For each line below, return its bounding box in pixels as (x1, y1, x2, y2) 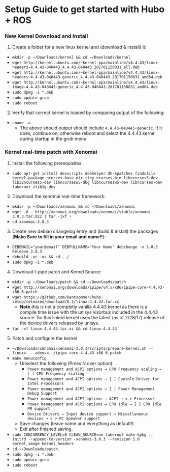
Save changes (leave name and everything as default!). (19, 420, 135, 426)
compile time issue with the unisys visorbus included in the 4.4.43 (19, 309, 158, 315)
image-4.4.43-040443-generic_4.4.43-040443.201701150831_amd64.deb (12, 85, 158, 90)
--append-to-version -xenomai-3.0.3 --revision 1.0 (28, 436, 140, 441)
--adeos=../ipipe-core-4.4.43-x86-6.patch (30, 350, 122, 355)
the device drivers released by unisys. (19, 320, 99, 326)
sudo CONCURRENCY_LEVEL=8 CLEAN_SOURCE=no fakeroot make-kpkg (12, 432, 147, 437)
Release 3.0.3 (12, 248, 42, 254)
